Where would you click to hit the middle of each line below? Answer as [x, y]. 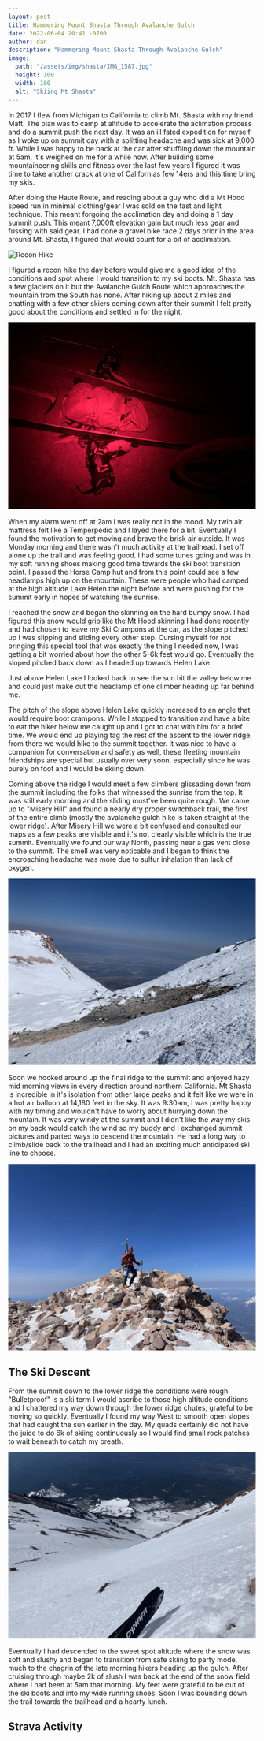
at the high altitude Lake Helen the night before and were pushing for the [126, 588]
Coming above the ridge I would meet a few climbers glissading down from [130, 784]
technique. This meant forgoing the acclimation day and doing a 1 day [121, 214]
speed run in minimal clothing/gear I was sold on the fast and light [115, 206]
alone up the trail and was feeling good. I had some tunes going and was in [130, 555]
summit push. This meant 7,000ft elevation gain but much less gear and [124, 222]
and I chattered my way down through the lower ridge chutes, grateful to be [131, 1408]
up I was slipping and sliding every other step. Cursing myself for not [120, 637]
